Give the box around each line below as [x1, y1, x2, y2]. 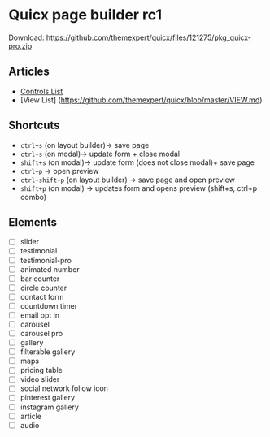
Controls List [20, 86, 63, 96]
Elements [8, 215, 58, 229]
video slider [20, 374, 60, 384]
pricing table [20, 366, 63, 375]
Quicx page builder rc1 [8, 6, 163, 24]
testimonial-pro [20, 255, 72, 265]
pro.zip [8, 41, 33, 50]
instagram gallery [20, 402, 80, 412]
